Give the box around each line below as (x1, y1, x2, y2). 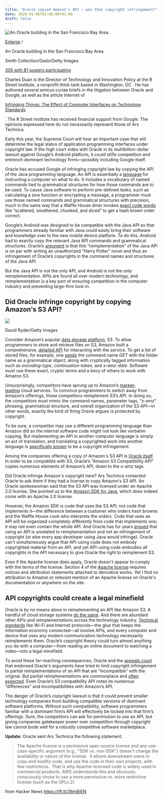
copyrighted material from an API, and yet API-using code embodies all (5, 544, 147, 551)
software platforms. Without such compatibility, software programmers (5, 704, 147, 709)
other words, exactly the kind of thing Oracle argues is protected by (5, 408, 141, 414)
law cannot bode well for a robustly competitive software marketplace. (5, 724, 147, 730)
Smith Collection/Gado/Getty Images (5, 58, 79, 64)
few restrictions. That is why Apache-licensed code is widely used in (17, 763, 157, 769)
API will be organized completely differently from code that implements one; (5, 518, 158, 524)
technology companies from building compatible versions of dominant (5, 698, 146, 704)
